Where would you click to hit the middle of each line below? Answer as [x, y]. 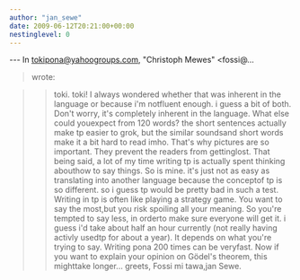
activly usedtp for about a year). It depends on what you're [163, 238]
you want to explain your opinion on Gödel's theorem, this [160, 257]
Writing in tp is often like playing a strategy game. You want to [168, 199]
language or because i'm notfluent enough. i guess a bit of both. [172, 104]
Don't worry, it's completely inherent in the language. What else [172, 114]
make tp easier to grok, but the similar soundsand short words [168, 133]
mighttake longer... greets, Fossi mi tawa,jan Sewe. [148, 267]
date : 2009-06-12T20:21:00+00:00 [72, 26]
